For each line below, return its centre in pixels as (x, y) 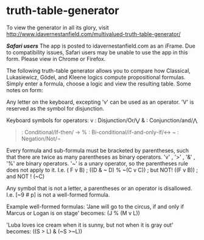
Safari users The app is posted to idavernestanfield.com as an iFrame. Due (101, 46)
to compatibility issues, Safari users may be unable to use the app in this (97, 52)
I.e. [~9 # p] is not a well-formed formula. (58, 195)
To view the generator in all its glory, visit (58, 27)
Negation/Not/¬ (41, 139)
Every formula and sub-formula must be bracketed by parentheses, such (98, 150)
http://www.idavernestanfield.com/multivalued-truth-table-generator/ (93, 34)
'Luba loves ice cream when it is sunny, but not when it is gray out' (90, 225)
